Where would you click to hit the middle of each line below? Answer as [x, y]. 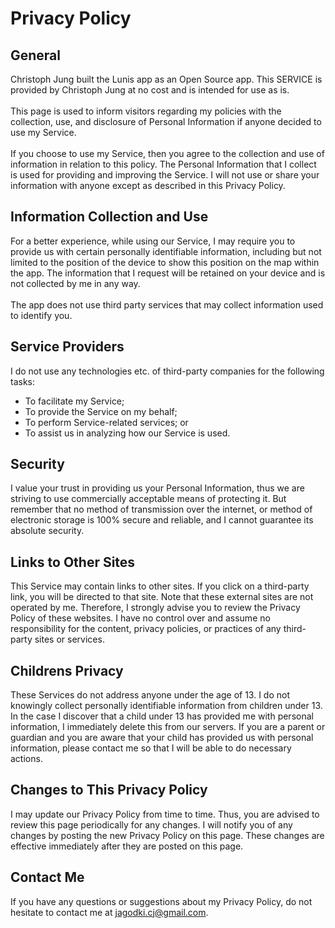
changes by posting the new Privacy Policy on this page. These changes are [167, 835]
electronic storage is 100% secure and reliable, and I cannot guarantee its [162, 520]
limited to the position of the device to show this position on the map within [165, 262]
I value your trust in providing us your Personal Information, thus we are [157, 488]
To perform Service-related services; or [106, 422]
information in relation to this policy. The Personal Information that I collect [163, 164]
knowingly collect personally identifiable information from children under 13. [166, 706]
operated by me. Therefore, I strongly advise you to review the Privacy [155, 608]
